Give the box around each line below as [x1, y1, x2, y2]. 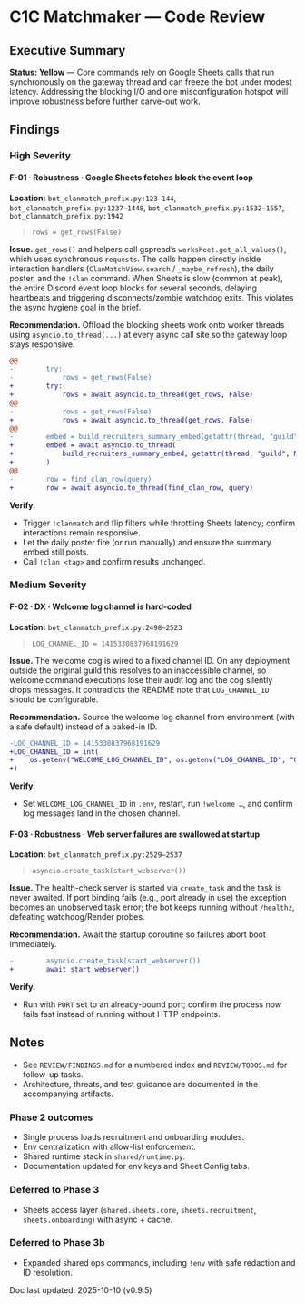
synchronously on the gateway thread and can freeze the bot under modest [9, 76, 292, 87]
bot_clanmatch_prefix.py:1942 [9, 211, 124, 220]
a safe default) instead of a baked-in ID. [9, 721, 158, 732]
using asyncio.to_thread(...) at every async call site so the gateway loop [9, 329, 288, 340]
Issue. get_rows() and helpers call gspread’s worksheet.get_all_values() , [9, 243, 287, 254]
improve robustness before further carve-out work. [9, 96, 202, 107]
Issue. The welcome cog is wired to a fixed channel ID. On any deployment [9, 655, 290, 666]
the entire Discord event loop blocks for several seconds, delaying [9, 282, 257, 293]
